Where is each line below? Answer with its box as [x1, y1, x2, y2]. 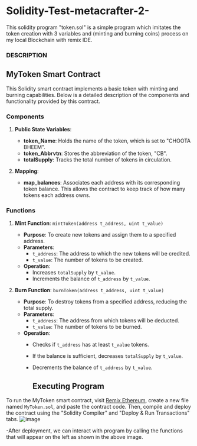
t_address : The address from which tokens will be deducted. [32, 317, 180, 324]
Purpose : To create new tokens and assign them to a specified [23, 231, 176, 238]
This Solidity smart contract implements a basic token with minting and [6, 85, 179, 92]
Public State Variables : [14, 125, 72, 132]
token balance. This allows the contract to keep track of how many [23, 185, 186, 192]
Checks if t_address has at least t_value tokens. [32, 341, 149, 348]
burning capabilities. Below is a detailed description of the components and [6, 91, 190, 98]
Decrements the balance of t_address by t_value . [32, 364, 153, 371]
